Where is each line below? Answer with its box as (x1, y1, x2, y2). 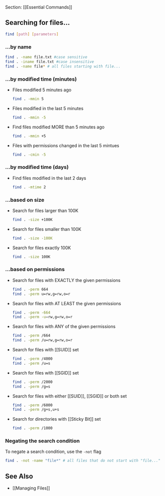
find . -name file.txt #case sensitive (5, 55, 88, 59)
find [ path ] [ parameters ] (5, 32, 58, 37)
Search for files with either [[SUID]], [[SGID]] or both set (12, 393, 127, 399)
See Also (5, 472, 33, 480)
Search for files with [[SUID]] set (12, 347, 79, 353)
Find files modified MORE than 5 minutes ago (12, 124, 105, 130)
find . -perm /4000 (12, 356, 53, 361)
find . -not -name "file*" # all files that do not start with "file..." (5, 458, 161, 463)
